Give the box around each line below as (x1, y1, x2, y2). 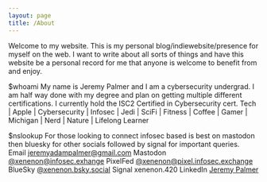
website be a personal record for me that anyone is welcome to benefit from (8, 57, 257, 68)
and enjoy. (8, 66, 42, 76)
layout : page (8, 11, 52, 20)
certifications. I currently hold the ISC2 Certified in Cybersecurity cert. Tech (8, 99, 257, 108)
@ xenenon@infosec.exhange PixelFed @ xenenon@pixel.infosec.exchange (8, 156, 253, 165)
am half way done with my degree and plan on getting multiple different (8, 90, 242, 99)
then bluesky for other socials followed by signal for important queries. (8, 139, 240, 149)
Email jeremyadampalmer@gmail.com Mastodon (8, 148, 167, 157)
